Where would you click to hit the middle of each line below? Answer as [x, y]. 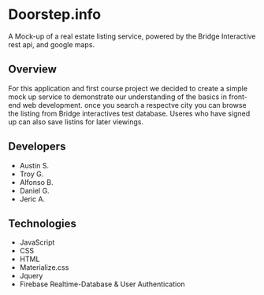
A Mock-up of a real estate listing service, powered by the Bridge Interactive [132, 36]
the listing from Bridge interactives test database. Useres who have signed [129, 113]
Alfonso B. [36, 182]
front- [238, 97]
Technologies [43, 223]
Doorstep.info [55, 15]
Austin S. [34, 165]
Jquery [31, 276]
